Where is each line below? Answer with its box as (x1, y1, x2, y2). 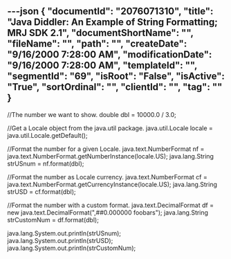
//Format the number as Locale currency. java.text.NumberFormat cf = (7, 172, 207, 181)
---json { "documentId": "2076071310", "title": (7, 6, 214, 17)
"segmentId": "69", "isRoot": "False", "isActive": (7, 71, 225, 82)
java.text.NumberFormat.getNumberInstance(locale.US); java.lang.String (7, 152, 214, 160)
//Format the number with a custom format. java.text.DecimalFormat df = (7, 201, 214, 209)
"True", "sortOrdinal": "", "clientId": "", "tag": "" (7, 81, 223, 93)
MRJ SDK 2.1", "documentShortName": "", (7, 27, 194, 39)
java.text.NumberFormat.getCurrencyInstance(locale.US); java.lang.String (7, 180, 218, 188)
